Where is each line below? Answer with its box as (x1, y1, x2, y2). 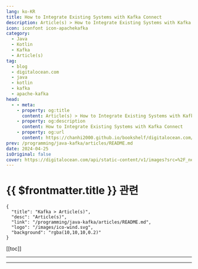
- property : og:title (16, 107, 70, 113)
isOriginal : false (6, 151, 51, 157)
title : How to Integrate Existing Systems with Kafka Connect (6, 14, 162, 20)
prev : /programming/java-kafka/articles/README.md (6, 140, 133, 146)
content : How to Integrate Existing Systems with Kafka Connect (21, 124, 183, 130)
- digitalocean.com (11, 69, 60, 75)
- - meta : (11, 101, 35, 108)
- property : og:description (16, 119, 85, 124)
